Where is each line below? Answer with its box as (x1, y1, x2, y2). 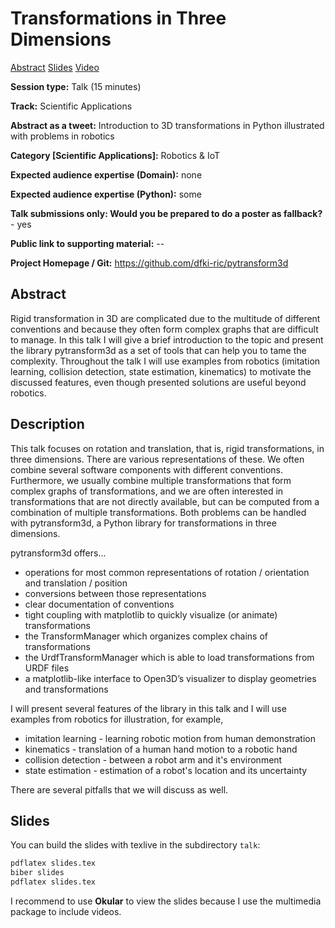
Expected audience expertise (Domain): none (10, 168, 203, 181)
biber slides (10, 868, 65, 878)
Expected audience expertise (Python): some (10, 188, 202, 200)
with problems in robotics (10, 130, 115, 142)
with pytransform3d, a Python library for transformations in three (10, 517, 277, 529)
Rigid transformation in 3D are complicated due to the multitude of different (10, 312, 321, 324)
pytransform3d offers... (10, 547, 107, 559)
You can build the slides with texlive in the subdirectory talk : (10, 839, 261, 851)
